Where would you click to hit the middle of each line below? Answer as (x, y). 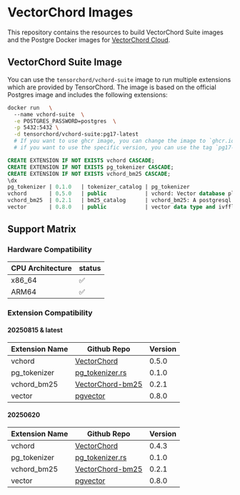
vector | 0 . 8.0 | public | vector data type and (111, 207)
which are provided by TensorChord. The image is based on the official (112, 87)
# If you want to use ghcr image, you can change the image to (110, 141)
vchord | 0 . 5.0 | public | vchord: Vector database (116, 194)
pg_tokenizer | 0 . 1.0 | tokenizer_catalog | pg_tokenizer (99, 187)
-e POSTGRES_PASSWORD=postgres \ (65, 121)
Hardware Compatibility (50, 249)
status (90, 268)
